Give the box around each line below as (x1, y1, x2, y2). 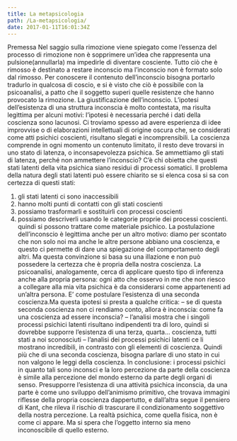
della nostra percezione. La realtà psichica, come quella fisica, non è (17, 411, 218, 419)
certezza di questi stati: (7, 179, 76, 187)
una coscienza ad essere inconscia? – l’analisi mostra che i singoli (17, 313, 210, 321)
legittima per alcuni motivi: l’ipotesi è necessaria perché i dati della (7, 111, 201, 119)
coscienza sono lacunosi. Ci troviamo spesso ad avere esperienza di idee (7, 118, 221, 127)
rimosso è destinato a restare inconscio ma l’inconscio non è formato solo (7, 65, 223, 74)
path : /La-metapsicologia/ (7, 17, 87, 24)
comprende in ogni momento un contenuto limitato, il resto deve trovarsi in (7, 141, 224, 150)
